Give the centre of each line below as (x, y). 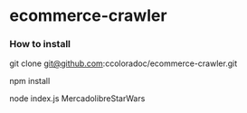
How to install (40, 44)
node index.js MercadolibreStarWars (77, 99)
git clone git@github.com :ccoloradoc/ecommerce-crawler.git (123, 63)
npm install (30, 81)
